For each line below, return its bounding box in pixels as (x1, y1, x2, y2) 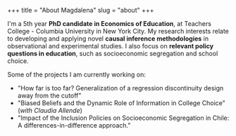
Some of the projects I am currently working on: (7, 70, 147, 79)
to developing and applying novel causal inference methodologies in (7, 34, 209, 43)
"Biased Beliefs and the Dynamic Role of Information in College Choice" (17, 99, 225, 107)
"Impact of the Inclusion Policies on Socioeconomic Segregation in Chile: (17, 114, 230, 122)
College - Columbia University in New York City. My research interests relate (7, 27, 229, 35)
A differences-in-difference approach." (17, 121, 131, 129)
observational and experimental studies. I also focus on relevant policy (7, 42, 214, 50)
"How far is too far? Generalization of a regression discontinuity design (17, 84, 224, 92)
